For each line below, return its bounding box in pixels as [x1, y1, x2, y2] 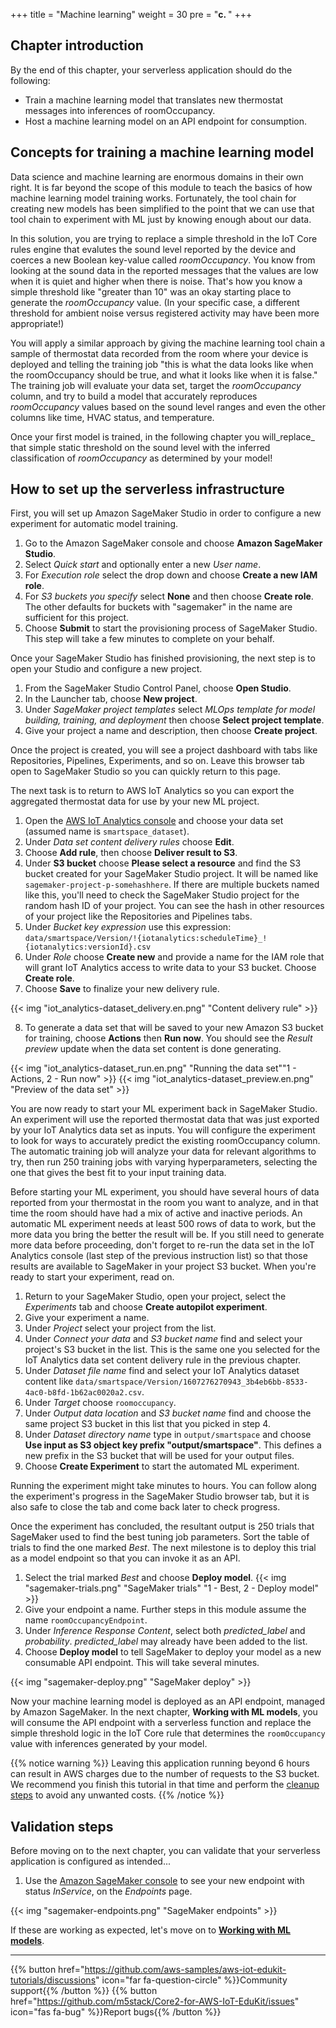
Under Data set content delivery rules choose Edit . [24, 836, 235, 848]
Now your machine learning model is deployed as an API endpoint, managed [10, 1695, 326, 1708]
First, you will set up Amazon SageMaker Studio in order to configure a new [10, 507, 322, 519]
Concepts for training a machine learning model [10, 144, 315, 161]
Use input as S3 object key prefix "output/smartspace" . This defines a [24, 1439, 322, 1451]
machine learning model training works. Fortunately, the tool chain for [10, 192, 297, 204]
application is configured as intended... [10, 1855, 172, 1868]
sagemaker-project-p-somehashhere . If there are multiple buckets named [24, 879, 320, 891]
